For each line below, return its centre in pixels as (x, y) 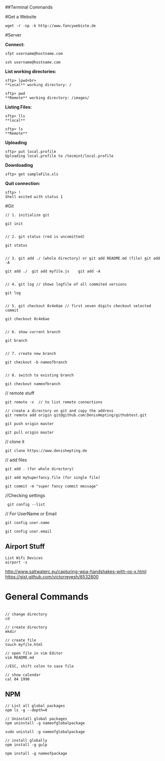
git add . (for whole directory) (40, 469)
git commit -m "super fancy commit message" (52, 486)
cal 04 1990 (17, 679)
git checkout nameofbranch (33, 384)
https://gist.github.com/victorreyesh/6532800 (52, 576)
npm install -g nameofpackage (36, 753)
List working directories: (31, 71)
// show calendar (23, 675)
